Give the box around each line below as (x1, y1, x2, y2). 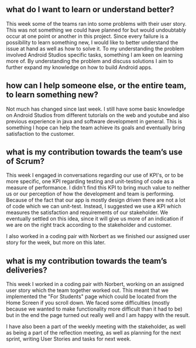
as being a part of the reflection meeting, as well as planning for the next (6, 329, 181, 336)
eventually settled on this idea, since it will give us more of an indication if (6, 215, 184, 222)
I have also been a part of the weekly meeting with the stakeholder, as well (6, 323, 186, 330)
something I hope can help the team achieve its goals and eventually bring (6, 124, 185, 131)
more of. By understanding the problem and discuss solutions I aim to (6, 57, 174, 64)
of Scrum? (6, 156, 45, 166)
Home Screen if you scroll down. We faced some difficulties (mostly (6, 299, 170, 306)
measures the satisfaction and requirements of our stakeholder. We (6, 209, 169, 216)
